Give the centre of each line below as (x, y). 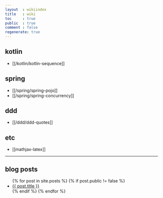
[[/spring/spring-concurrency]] (43, 96)
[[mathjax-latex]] (29, 149)
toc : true (20, 18)
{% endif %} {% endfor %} (39, 191)
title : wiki (20, 14)
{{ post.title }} (26, 186)
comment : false (21, 28)
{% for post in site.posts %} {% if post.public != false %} (68, 181)
